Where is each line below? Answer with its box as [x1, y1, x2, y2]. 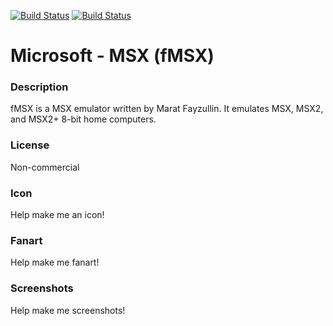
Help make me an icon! [10, 209, 105, 221]
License [10, 138, 50, 152]
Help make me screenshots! [10, 304, 126, 316]
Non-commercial [10, 161, 80, 173]
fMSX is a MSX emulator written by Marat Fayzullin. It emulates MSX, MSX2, [10, 103, 324, 115]
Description [10, 80, 69, 94]
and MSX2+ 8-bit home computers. [10, 113, 157, 125]
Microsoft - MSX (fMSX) [10, 45, 215, 67]
